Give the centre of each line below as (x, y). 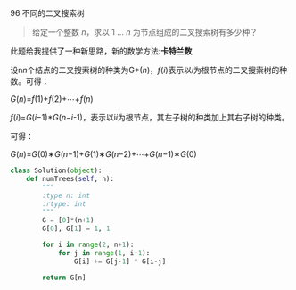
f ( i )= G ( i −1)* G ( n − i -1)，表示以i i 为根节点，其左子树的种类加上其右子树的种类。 (150, 117)
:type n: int (66, 195)
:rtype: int (65, 203)
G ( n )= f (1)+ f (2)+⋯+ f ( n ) (52, 99)
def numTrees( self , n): (70, 178)
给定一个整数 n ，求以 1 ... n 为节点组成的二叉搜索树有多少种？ (144, 32)
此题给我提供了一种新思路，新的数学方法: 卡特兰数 (101, 51)
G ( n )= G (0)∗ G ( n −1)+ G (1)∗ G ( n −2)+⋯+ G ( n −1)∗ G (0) (103, 154)
